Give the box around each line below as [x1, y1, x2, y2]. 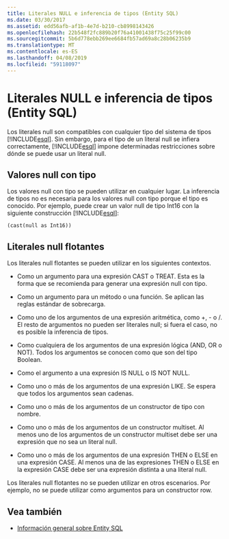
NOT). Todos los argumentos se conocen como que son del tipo [16, 348, 198, 356]
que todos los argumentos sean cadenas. [16, 389, 134, 397]
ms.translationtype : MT [7, 42, 75, 49]
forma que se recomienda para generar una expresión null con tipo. [16, 280, 208, 288]
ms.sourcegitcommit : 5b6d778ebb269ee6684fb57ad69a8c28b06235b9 [7, 36, 191, 42]
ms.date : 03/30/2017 [7, 16, 66, 23]
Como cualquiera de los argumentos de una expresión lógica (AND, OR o [16, 341, 222, 350]
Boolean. [16, 356, 42, 364]
